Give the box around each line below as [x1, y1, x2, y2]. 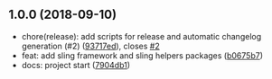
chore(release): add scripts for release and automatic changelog [21, 31, 262, 41]
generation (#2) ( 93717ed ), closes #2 [21, 40, 160, 51]
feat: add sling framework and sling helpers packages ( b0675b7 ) [21, 49, 264, 61]
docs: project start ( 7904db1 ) [21, 59, 131, 70]
